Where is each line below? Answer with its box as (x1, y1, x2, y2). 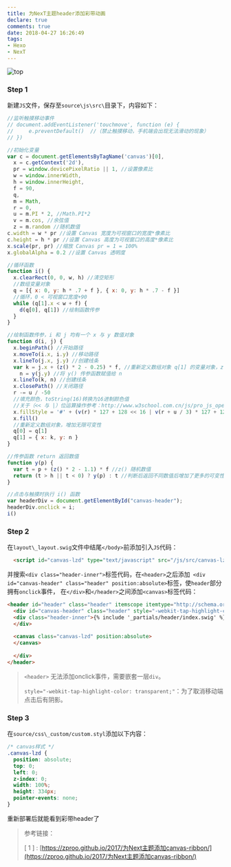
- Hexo (7, 42, 26, 49)
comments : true (7, 23, 51, 30)
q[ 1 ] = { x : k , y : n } (13, 434, 78, 441)
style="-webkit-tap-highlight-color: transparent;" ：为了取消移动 (23, 686, 218, 695)
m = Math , (13, 198, 41, 205)
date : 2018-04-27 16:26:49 (7, 29, 85, 37)
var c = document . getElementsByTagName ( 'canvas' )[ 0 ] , (7, 153, 165, 160)
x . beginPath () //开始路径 (13, 345, 84, 351)
